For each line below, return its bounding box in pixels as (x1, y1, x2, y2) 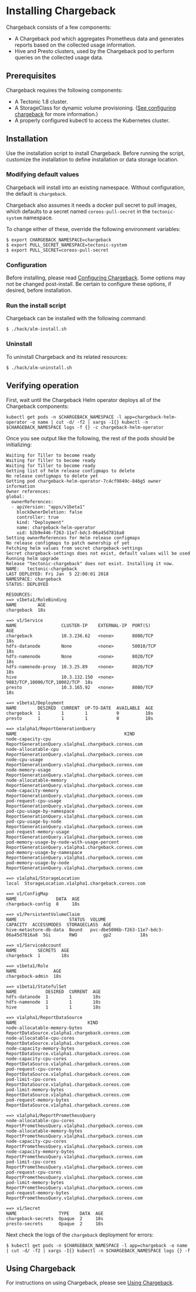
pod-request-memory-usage (6, 829, 69, 835)
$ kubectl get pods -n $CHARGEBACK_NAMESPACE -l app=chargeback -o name (6, 1242, 188, 1248)
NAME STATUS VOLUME (6, 917, 107, 922)
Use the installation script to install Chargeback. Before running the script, (6, 149, 185, 157)
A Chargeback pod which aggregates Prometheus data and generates (14, 35, 184, 42)
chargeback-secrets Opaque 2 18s (6, 1215, 104, 1221)
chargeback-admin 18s (6, 973, 62, 979)
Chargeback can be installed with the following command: (6, 315, 147, 322)
